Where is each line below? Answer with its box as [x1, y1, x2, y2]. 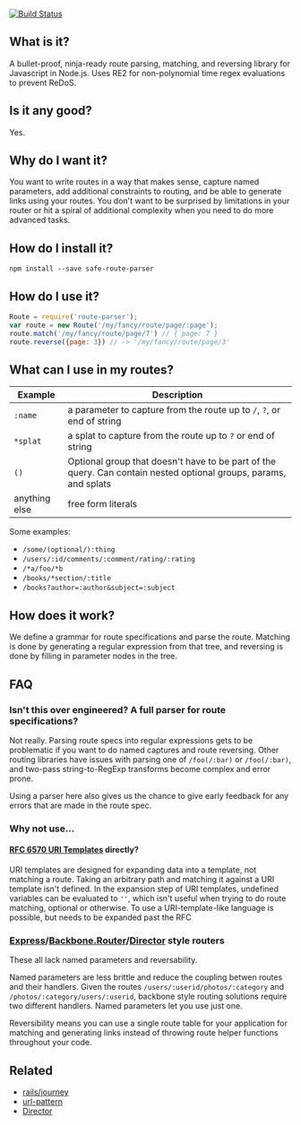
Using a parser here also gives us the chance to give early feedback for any [9, 790, 289, 801]
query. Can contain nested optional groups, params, [67, 467, 287, 479]
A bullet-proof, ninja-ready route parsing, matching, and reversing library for [9, 58, 291, 69]
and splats [67, 477, 112, 490]
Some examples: [9, 527, 71, 537]
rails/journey [21, 1086, 69, 1097]
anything [13, 493, 51, 505]
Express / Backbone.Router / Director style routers [9, 934, 226, 947]
